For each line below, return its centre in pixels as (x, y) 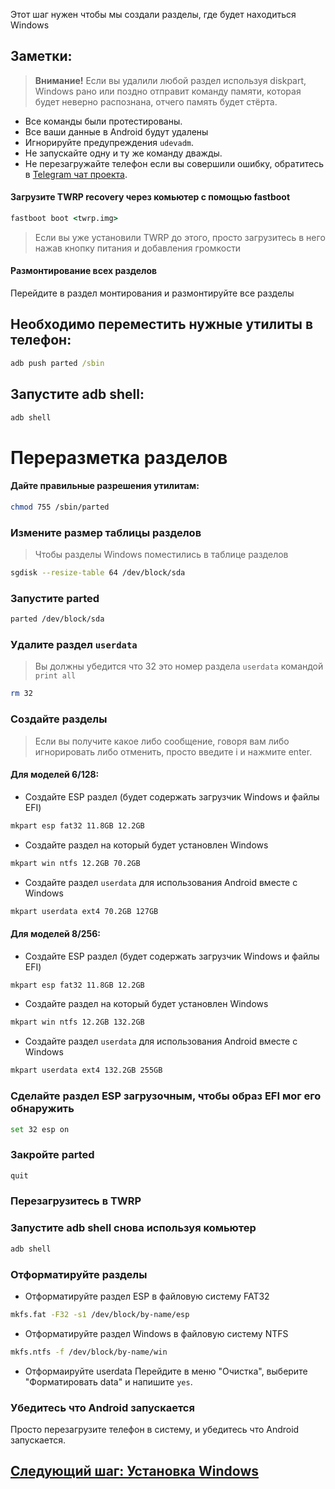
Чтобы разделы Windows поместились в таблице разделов (161, 555)
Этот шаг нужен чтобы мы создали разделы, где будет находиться (153, 14)
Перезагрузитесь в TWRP (76, 1201)
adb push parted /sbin (57, 363)
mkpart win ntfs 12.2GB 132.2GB (77, 1022)
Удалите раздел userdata (74, 644)
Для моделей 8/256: (55, 933)
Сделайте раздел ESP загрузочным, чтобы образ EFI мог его (166, 1096)
